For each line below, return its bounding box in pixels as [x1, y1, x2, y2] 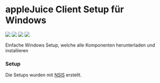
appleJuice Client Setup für [5, 4, 124, 15]
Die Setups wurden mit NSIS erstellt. [5, 72, 82, 78]
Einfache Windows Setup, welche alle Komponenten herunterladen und [5, 42, 155, 48]
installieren [5, 47, 29, 53]
